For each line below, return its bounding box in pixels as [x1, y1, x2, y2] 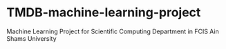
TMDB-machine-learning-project [6, 5, 201, 20]
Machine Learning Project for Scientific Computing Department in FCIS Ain [6, 27, 219, 35]
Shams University [6, 34, 57, 42]
